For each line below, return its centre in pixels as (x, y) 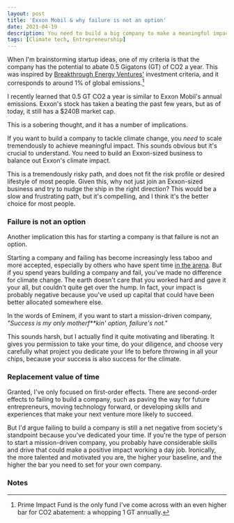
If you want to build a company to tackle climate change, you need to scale (115, 138)
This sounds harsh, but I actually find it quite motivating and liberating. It (111, 337)
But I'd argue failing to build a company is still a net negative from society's (115, 428)
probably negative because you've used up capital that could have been (111, 295)
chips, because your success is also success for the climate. (94, 359)
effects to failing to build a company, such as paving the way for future (109, 400)
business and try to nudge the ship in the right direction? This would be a (112, 188)
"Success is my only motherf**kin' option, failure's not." (88, 323)
